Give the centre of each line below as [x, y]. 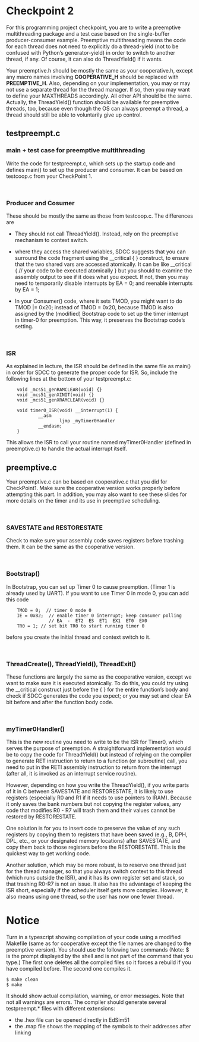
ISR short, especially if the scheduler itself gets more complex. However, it [97, 890]
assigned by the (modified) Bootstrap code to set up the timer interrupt [102, 313]
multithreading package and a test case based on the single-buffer [88, 33]
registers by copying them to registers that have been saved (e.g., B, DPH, [97, 834]
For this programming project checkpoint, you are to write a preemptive [94, 27]
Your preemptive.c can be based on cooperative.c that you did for [87, 482]
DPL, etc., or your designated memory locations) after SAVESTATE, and [93, 841]
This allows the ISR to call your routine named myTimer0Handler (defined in [99, 442]
